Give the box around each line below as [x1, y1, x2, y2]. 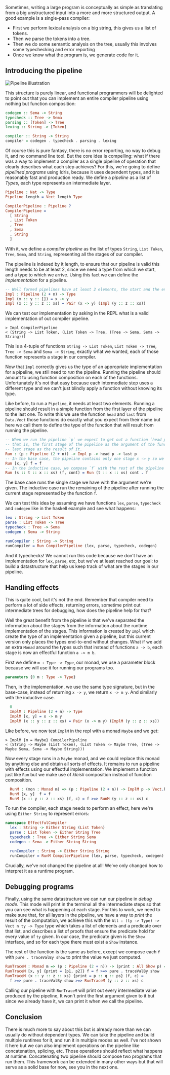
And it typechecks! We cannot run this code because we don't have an [5, 552, 153, 558]
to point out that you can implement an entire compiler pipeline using [5, 95, 149, 101]
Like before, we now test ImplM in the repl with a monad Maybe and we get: [5, 728, 159, 734]
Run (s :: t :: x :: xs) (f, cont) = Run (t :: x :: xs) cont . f [5, 470, 148, 476]
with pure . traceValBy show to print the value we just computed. [5, 954, 142, 960]
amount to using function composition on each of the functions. [5, 375, 138, 381]
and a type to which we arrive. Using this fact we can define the [5, 271, 139, 278]
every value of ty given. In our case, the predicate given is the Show [5, 934, 145, 940]
